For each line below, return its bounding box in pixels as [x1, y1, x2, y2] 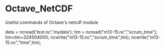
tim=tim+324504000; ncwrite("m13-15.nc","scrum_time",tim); [5, 34, 130, 40]
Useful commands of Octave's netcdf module [5, 19, 98, 25]
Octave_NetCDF [5, 3, 73, 14]
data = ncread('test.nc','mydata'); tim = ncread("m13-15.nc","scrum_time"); [5, 29, 158, 35]
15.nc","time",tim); [5, 39, 41, 45]
